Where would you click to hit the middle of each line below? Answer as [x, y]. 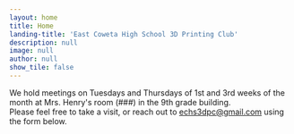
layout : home [34, 17]
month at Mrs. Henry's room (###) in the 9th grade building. [120, 102]
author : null [34, 59]
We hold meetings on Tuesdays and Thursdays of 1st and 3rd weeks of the [147, 92]
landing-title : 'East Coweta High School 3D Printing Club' [124, 34]
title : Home [31, 26]
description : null [43, 42]
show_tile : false [42, 68]
